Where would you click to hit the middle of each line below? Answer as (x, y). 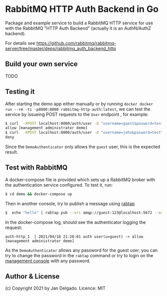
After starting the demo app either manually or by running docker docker (79, 103)
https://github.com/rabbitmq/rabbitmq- (76, 43)
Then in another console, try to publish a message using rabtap (70, 203)
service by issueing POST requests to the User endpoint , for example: (77, 114)
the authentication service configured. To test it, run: (59, 185)
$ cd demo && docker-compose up (39, 194)
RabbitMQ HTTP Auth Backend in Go (82, 9)
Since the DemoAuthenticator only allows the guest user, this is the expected (83, 147)
